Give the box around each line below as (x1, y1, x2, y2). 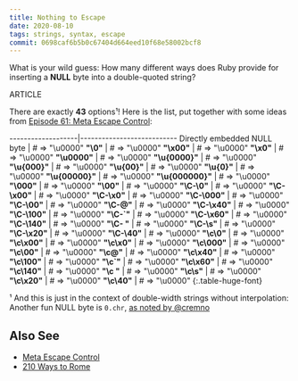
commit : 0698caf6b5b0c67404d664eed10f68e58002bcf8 (9, 37, 202, 47)
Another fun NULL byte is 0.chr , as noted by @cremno (9, 302, 211, 313)
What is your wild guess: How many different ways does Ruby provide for (9, 62, 279, 73)
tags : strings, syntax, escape (9, 29, 126, 38)
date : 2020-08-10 (9, 21, 74, 30)
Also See (9, 327, 60, 344)
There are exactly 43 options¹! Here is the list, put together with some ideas (9, 106, 287, 117)
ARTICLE (9, 89, 43, 100)
